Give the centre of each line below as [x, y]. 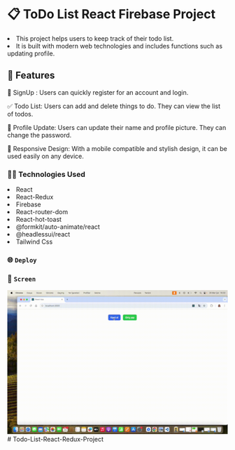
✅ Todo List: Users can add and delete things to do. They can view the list [114, 106]
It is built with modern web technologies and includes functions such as [119, 46]
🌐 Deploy [22, 260]
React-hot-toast [39, 220]
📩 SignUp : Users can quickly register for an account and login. [98, 92]
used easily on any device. [45, 156]
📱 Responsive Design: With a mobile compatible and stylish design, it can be [117, 148]
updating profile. [31, 53]
